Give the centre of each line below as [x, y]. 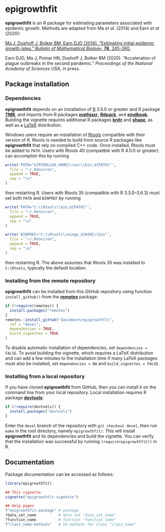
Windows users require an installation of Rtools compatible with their [75, 135]
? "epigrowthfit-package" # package [42, 511]
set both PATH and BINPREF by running [43, 198]
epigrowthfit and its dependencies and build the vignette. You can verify [80, 436]
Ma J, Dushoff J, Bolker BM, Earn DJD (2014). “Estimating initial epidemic [80, 43]
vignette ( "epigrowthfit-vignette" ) [42, 497]
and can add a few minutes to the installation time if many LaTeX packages [81, 358]
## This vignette [23, 492]
